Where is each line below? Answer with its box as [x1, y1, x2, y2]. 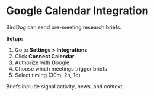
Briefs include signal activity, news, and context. [6, 82, 124, 90]
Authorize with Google [14, 59, 70, 66]
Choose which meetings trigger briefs [14, 65, 108, 72]
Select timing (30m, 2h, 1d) [14, 71, 81, 78]
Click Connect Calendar [14, 52, 75, 59]
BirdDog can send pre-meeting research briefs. [6, 24, 122, 31]
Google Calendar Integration [6, 4, 149, 18]
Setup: [6, 35, 23, 42]
